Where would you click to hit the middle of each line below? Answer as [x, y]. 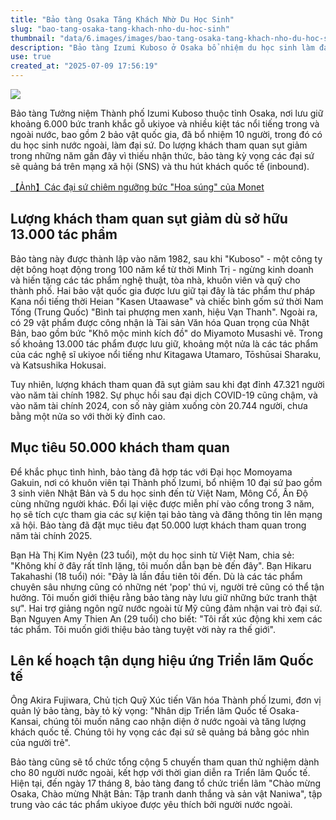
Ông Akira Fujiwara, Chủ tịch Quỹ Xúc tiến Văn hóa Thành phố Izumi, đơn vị [166, 700]
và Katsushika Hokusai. [58, 365]
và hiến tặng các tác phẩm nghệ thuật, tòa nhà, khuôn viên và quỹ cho [155, 280]
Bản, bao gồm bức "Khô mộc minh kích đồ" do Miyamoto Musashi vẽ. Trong [166, 333]
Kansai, [26, 722]
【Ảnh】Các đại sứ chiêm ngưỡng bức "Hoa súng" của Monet [137, 187]
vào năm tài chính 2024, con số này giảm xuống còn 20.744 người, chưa [159, 405]
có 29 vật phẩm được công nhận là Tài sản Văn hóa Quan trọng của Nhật [160, 322]
